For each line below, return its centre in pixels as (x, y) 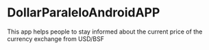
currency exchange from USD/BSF (56, 38)
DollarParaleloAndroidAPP (84, 13)
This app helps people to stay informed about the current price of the (105, 32)
